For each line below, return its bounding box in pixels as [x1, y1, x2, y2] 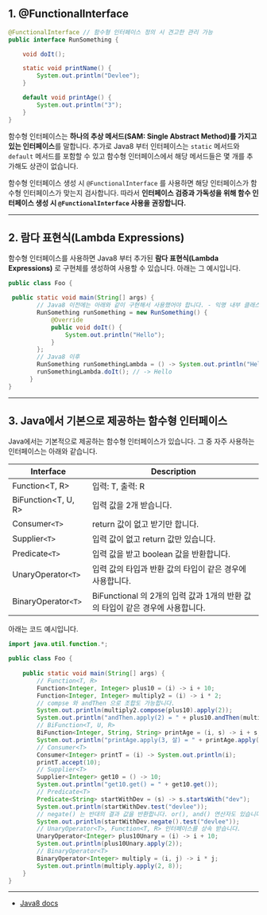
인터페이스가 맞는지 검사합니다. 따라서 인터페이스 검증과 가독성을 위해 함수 [22, 188, 251, 197]
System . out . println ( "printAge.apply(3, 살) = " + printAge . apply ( [37, 736, 260, 744]
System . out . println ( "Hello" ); [64, 330, 165, 338]
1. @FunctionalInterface [8, 7, 130, 21]
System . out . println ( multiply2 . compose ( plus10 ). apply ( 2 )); [37, 706, 233, 714]
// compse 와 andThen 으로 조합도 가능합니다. [37, 699, 176, 707]
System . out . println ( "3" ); [37, 100, 123, 109]
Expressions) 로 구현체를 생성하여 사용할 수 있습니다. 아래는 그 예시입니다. [8, 264, 241, 273]
